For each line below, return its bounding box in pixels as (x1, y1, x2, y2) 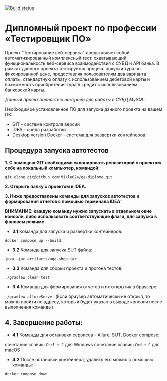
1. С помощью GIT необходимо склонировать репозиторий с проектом (5, 159, 161, 165)
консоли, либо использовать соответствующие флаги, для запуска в (5, 213, 157, 219)
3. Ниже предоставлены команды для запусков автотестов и (5, 193, 140, 199)
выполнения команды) (5, 304, 54, 310)
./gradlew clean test (5, 275, 50, 280)
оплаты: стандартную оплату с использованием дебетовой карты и (5, 76, 150, 82)
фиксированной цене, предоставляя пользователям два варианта (5, 71, 146, 77)
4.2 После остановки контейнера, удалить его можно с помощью (12, 356, 154, 362)
